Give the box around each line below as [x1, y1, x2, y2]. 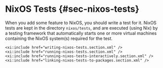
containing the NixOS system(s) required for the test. [5, 35, 113, 41]
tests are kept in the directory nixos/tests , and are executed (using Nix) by [5, 25, 158, 31]
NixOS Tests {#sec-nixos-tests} [5, 3, 140, 15]
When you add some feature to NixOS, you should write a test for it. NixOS [5, 20, 157, 26]
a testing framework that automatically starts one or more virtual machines [5, 30, 157, 36]
